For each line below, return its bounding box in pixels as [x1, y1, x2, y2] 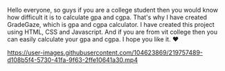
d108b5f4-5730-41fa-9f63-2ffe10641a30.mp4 [7, 56, 138, 64]
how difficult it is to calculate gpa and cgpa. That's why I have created [7, 13, 208, 21]
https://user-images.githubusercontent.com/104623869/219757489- [7, 48, 203, 57]
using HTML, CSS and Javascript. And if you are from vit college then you [7, 28, 218, 36]
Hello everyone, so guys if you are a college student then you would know [7, 6, 219, 14]
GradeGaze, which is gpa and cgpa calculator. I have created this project [7, 21, 215, 28]
